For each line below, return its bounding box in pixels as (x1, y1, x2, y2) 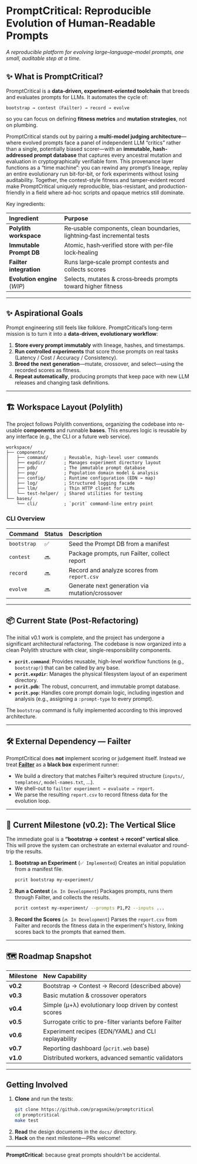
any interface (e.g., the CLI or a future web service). (6, 433, 132, 440)
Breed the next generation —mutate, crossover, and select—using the (14, 360, 184, 367)
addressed (6, 151, 33, 158)
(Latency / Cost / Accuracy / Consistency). (14, 354, 118, 361)
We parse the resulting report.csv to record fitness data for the (14, 791, 168, 798)
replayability (43, 1034, 77, 1042)
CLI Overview (6, 515, 46, 523)
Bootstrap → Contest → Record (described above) (43, 981, 182, 990)
